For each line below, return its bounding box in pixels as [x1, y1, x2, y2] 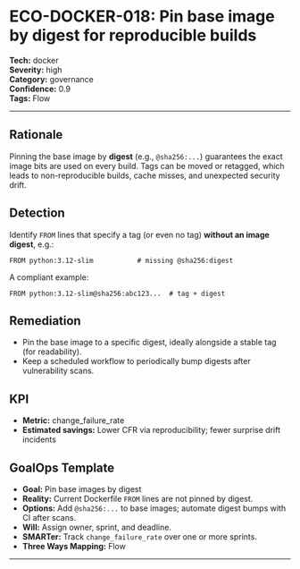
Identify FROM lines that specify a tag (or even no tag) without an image [9, 229, 270, 240]
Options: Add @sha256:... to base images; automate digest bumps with [21, 503, 287, 514]
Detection [9, 206, 65, 221]
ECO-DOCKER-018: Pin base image [9, 6, 275, 27]
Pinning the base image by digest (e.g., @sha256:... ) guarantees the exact [9, 150, 283, 162]
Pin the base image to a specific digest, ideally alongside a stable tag [21, 337, 277, 348]
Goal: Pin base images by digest [21, 484, 142, 494]
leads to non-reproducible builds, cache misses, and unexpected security [9, 170, 280, 181]
